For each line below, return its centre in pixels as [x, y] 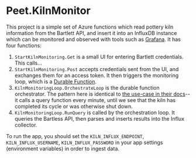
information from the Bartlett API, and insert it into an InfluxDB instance [92, 33]
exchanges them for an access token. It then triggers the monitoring [97, 75]
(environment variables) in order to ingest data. [63, 148]
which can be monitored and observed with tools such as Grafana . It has [94, 39]
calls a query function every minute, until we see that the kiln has [97, 100]
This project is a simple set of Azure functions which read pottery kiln [90, 27]
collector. [26, 125]
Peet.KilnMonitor [48, 11]
